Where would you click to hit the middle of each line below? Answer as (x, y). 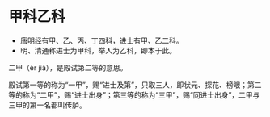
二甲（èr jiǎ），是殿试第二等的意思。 (68, 67)
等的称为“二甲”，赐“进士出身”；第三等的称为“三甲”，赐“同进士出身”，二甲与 (134, 94)
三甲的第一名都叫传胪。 (47, 105)
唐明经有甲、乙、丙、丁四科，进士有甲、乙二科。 (101, 40)
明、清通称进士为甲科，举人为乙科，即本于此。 (98, 50)
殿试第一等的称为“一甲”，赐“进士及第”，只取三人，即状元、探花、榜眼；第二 (135, 85)
